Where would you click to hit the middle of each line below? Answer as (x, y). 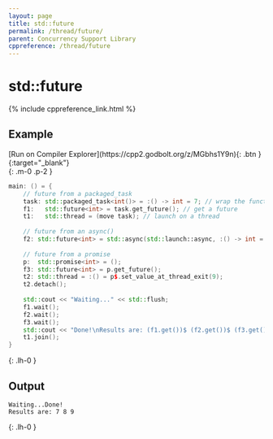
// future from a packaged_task (78, 193)
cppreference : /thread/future (60, 46)
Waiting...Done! (36, 404)
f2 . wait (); (41, 315)
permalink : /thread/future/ (56, 31)
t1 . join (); (41, 337)
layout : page (30, 16)
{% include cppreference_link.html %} (72, 109)
